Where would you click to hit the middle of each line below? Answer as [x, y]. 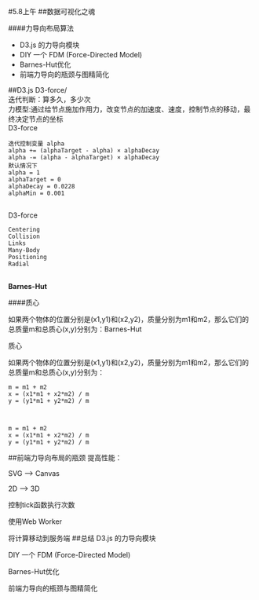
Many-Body [24, 251]
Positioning [27, 258]
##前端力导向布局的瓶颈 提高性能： [65, 457]
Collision [24, 237]
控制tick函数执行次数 [42, 504]
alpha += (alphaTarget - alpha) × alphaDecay [84, 151]
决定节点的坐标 [39, 119]
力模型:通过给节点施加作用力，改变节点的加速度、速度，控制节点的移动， [126, 109]
